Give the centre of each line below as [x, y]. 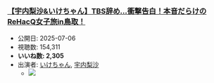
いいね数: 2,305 [41, 56]
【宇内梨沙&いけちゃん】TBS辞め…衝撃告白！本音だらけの [107, 11]
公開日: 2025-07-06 [46, 38]
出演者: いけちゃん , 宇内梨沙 [58, 65]
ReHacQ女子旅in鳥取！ [46, 21]
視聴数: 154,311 [39, 47]
